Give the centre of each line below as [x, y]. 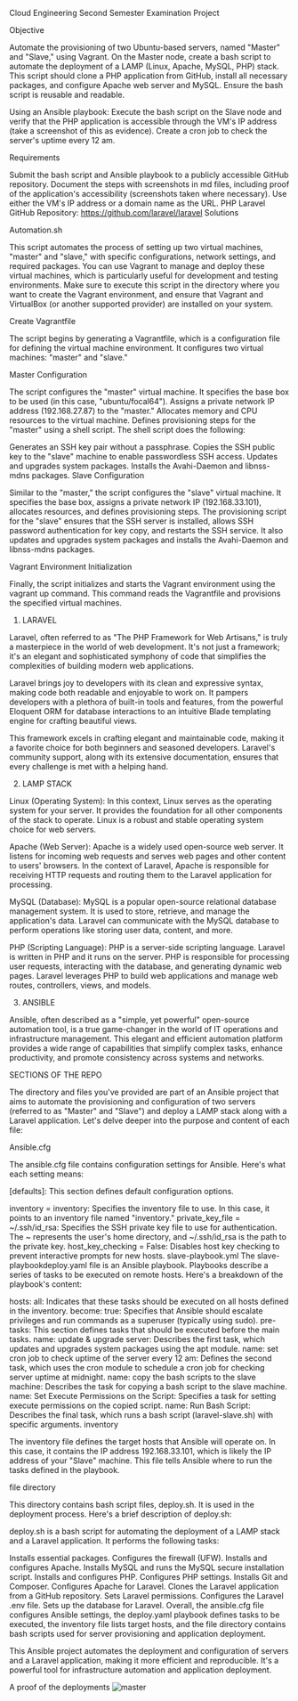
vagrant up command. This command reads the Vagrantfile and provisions [145, 593]
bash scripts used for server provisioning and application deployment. [138, 1634]
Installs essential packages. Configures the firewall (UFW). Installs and [138, 1558]
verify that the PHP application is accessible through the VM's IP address [143, 121]
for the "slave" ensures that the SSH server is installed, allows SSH [132, 521]
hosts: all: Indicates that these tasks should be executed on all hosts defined [149, 1301]
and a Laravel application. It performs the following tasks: [114, 1541]
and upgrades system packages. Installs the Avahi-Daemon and [126, 466]
